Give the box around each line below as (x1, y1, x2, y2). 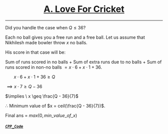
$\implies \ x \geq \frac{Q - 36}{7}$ (5, 93, 78, 99)
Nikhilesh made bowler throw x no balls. (5, 39, 87, 45)
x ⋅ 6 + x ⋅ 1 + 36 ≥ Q (13, 74, 55, 80)
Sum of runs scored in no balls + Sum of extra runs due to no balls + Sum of (5, 59, 162, 65)
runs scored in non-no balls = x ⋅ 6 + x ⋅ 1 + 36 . (5, 64, 102, 70)
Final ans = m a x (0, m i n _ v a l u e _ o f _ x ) (5, 112, 77, 118)
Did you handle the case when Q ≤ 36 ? (5, 24, 86, 30)
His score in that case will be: (5, 49, 66, 55)
